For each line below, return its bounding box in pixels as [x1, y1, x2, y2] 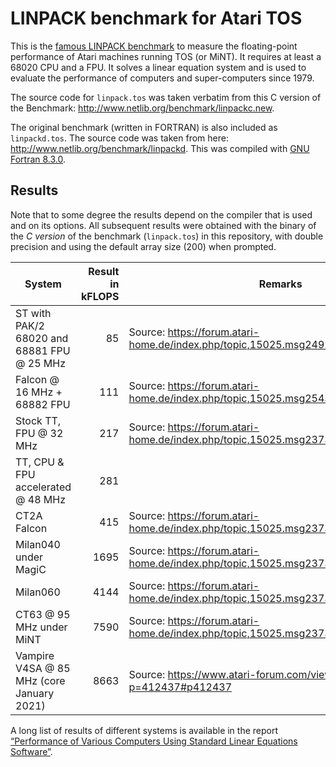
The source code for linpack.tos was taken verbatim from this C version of [10, 91, 322, 103]
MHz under [15, 620, 68, 634]
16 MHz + [15, 385, 63, 399]
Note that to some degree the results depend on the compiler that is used [10, 208, 313, 221]
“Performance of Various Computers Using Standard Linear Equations [10, 735, 298, 747]
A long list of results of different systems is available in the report [10, 724, 279, 736]
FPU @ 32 [15, 426, 64, 440]
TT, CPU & [15, 455, 65, 469]
